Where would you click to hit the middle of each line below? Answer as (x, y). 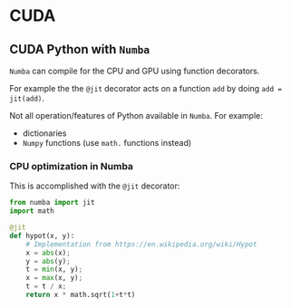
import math (32, 211)
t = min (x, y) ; (54, 269)
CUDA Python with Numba (80, 49)
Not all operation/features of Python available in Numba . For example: (136, 115)
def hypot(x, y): (42, 236)
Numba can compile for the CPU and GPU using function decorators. (135, 71)
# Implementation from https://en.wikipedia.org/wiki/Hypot (141, 244)
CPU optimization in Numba (72, 166)
